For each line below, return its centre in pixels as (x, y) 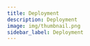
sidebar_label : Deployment (45, 32)
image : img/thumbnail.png (44, 26)
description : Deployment (42, 20)
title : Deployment (33, 13)
